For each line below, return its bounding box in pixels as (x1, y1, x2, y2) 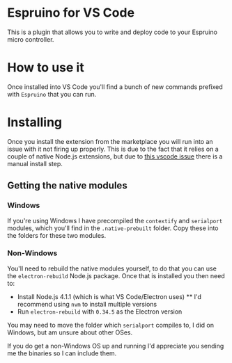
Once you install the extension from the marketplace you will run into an (7, 137, 214, 145)
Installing (7, 115, 63, 130)
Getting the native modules (7, 179, 127, 192)
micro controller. (7, 35, 54, 43)
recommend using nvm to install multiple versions (17, 300, 157, 308)
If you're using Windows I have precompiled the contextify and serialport (7, 216, 223, 225)
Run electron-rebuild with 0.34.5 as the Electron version (17, 307, 183, 316)
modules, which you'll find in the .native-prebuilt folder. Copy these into (7, 224, 219, 232)
